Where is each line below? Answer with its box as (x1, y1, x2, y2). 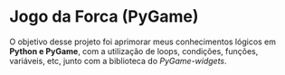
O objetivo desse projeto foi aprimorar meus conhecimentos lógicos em (9, 36, 277, 47)
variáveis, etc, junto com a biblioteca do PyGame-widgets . (9, 55, 228, 66)
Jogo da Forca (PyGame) (9, 6, 199, 27)
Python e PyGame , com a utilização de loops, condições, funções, (9, 45, 259, 56)
